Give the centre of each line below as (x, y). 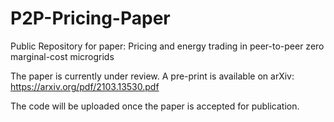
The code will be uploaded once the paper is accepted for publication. (155, 106)
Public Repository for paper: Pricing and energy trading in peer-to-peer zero (167, 46)
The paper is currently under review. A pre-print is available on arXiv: (152, 76)
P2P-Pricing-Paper (90, 18)
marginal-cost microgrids (62, 56)
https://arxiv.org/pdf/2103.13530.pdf (85, 86)
